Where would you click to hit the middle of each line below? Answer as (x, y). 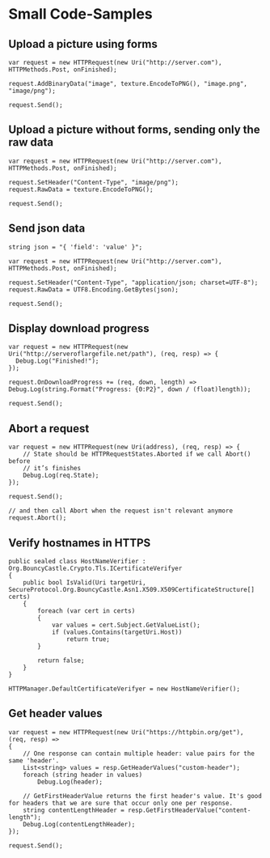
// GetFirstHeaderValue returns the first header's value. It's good (143, 796)
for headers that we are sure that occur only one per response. (120, 803)
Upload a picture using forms (83, 44)
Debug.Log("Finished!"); (57, 361)
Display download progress (79, 329)
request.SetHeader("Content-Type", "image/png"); (94, 182)
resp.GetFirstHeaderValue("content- (190, 810)
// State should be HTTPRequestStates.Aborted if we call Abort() (137, 454)
